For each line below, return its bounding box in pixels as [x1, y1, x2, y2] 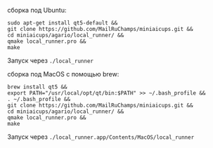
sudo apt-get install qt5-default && [7, 20, 118, 27]
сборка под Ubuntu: [7, 6, 67, 14]
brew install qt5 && [7, 83, 68, 90]
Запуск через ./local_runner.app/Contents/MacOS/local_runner [7, 133, 195, 141]
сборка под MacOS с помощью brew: [7, 70, 120, 78]
